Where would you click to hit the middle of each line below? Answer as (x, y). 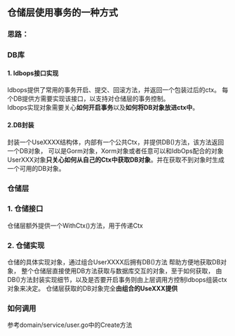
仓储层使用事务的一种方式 (62, 13)
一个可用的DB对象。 (36, 168)
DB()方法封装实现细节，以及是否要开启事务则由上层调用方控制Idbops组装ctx (117, 280)
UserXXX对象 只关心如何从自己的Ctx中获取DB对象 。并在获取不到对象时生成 (116, 160)
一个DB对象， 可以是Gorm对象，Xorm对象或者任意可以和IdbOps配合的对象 (115, 150)
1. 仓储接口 (25, 209)
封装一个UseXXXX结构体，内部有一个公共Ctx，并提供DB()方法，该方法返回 (116, 142)
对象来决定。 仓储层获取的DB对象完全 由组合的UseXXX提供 (93, 289)
